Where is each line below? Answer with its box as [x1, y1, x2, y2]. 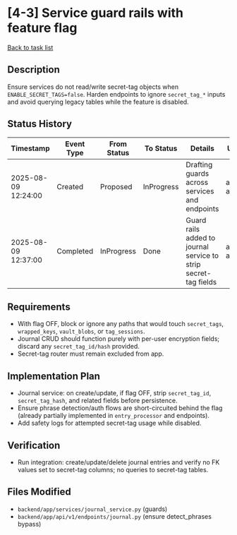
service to [186, 251, 219, 260]
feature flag [7, 20, 78, 36]
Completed [56, 246, 94, 256]
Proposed [99, 181, 133, 191]
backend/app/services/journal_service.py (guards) [17, 505, 168, 513]
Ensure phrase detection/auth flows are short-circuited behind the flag [17, 404, 223, 412]
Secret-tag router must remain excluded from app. [17, 349, 164, 358]
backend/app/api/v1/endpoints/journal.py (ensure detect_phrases [17, 512, 212, 520]
